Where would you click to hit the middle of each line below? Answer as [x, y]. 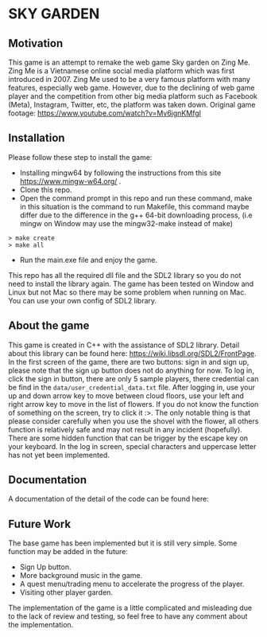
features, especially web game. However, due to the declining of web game [132, 88]
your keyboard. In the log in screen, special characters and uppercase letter [132, 446]
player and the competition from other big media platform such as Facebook [133, 96]
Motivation [36, 43]
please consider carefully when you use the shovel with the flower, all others [133, 421]
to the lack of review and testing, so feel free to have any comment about [128, 616]
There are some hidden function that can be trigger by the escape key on [128, 438]
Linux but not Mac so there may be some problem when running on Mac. [127, 292]
